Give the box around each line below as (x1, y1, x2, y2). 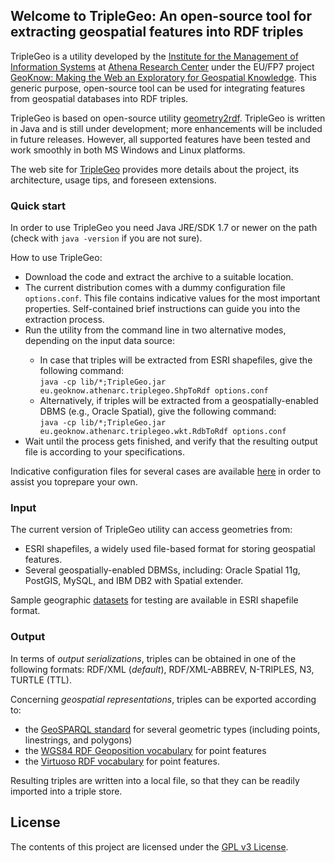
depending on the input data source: (24, 335, 176, 347)
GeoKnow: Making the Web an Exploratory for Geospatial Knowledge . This (10, 71, 317, 83)
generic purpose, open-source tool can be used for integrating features (10, 82, 306, 94)
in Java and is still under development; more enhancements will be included (10, 122, 323, 134)
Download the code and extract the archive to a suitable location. (24, 271, 294, 283)
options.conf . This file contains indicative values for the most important (24, 292, 321, 304)
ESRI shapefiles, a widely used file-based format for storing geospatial (24, 543, 316, 555)
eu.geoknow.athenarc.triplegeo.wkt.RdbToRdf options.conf (39, 427, 287, 437)
